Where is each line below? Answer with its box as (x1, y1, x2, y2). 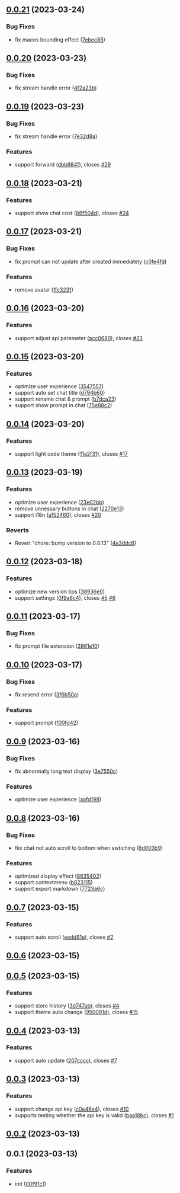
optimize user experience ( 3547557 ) (14, 383, 104, 390)
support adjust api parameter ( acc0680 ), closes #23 (14, 334, 143, 341)
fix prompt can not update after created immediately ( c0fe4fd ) (14, 258, 167, 265)
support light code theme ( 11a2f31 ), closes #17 (14, 450, 128, 458)
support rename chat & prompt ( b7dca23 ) (14, 395, 117, 402)
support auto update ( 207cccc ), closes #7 (14, 1057, 117, 1064)
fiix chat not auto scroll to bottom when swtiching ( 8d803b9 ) (14, 845, 163, 852)
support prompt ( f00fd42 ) (14, 719, 79, 727)
